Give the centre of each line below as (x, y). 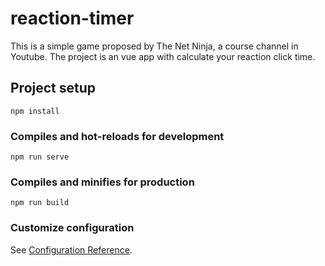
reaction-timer (72, 18)
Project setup (53, 88)
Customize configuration (72, 228)
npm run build (40, 203)
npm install (35, 111)
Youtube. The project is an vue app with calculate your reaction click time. (163, 56)
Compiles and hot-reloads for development (117, 136)
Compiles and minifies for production (102, 182)
